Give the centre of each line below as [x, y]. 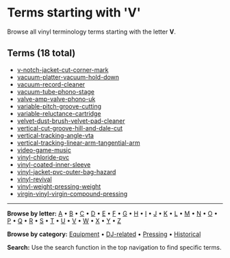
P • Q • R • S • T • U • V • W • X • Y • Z [64, 220]
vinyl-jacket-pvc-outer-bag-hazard [66, 172]
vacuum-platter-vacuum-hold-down [68, 77]
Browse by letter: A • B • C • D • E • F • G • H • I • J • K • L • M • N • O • [112, 213]
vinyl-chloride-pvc [43, 157]
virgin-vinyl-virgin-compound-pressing [72, 193]
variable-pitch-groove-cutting [59, 106]
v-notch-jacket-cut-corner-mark [63, 69]
